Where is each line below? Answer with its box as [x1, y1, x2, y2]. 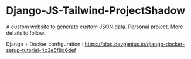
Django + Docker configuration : [6, 40, 84, 47]
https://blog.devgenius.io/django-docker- [84, 40, 185, 47]
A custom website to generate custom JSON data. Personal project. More [6, 23, 183, 30]
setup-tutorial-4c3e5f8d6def [6, 46, 76, 53]
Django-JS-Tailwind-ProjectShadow [6, 4, 186, 17]
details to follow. [6, 29, 46, 36]
